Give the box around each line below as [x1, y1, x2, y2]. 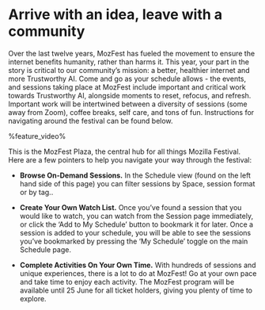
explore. [19, 293, 47, 303]
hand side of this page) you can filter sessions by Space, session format [19, 178, 256, 188]
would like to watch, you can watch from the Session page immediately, [19, 211, 254, 220]
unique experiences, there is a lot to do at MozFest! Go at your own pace [19, 268, 257, 278]
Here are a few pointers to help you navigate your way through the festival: [8, 155, 252, 164]
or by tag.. [19, 187, 54, 197]
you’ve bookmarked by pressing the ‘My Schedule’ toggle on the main [19, 236, 248, 246]
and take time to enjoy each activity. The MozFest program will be [19, 277, 235, 286]
